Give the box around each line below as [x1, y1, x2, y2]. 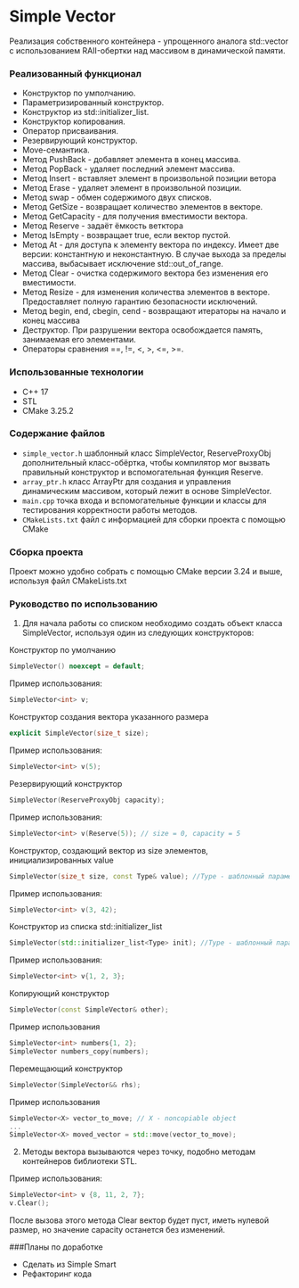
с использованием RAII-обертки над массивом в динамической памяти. [9, 45, 287, 55]
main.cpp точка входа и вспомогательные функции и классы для [21, 495, 267, 506]
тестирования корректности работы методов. [21, 504, 198, 515]
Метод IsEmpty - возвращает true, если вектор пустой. [21, 230, 231, 241]
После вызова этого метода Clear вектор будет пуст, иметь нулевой [9, 1215, 270, 1226]
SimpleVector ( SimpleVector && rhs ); [9, 1080, 141, 1089]
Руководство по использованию [9, 598, 158, 610]
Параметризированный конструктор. [21, 97, 165, 108]
